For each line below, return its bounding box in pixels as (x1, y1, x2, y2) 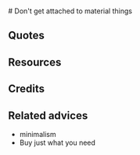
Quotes (8, 29, 45, 42)
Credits (8, 82, 45, 96)
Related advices (8, 109, 88, 122)
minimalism (19, 129, 56, 139)
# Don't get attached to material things (8, 6, 133, 16)
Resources (8, 56, 62, 69)
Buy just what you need (19, 138, 96, 147)
